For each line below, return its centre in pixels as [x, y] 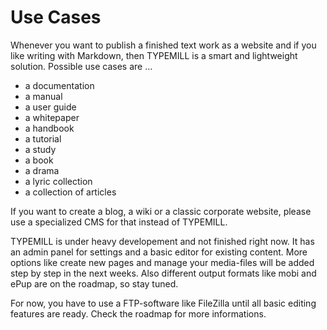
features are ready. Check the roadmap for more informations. [138, 313]
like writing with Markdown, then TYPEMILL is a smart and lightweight [154, 55]
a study [40, 149]
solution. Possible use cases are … [81, 66]
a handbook [49, 128]
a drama [42, 170]
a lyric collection [58, 181]
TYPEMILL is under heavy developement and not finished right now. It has [162, 241]
